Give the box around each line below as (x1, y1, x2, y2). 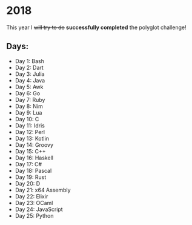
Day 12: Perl (15, 128, 45, 135)
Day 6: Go (15, 89, 41, 97)
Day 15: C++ (15, 147, 47, 155)
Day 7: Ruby (15, 96, 45, 103)
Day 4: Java (15, 76, 45, 84)
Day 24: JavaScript (15, 206, 63, 213)
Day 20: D (15, 180, 41, 187)
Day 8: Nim (15, 102, 44, 110)
